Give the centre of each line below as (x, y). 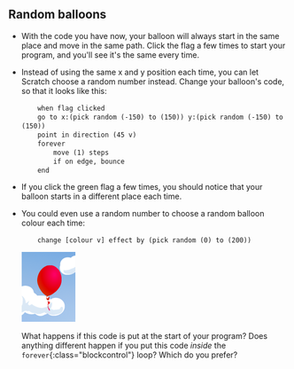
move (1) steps (81, 153)
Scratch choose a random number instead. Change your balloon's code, (153, 81)
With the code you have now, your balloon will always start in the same (150, 35)
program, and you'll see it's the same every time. (110, 55)
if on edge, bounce (89, 161)
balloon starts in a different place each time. (101, 196)
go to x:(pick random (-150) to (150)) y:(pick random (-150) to (161, 117)
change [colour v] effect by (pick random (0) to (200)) (145, 240)
